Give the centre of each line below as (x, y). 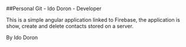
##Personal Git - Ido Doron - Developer (54, 9)
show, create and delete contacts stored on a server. (70, 26)
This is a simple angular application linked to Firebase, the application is (93, 20)
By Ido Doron (22, 37)
